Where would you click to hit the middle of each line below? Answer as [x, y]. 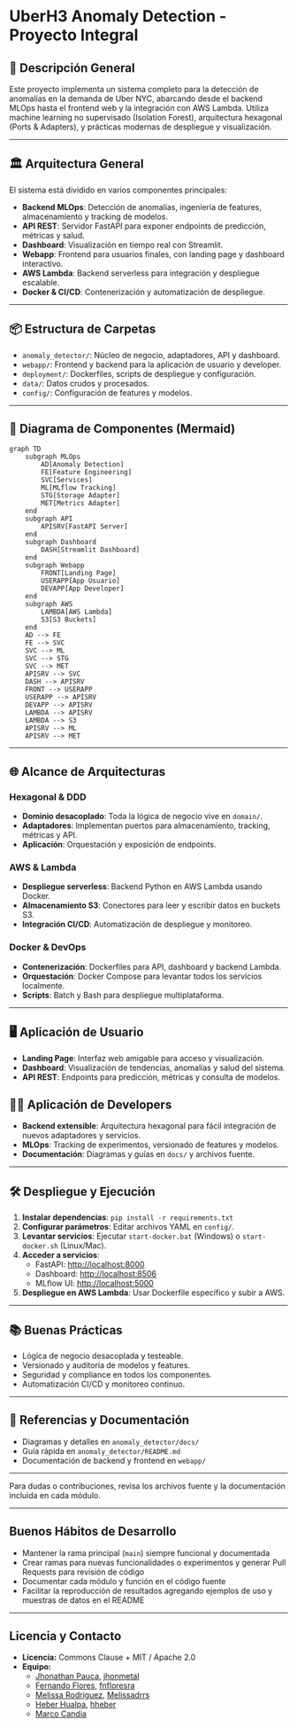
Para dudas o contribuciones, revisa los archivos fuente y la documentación [147, 1486]
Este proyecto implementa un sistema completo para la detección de [134, 89]
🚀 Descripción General [72, 68]
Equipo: [36, 1667]
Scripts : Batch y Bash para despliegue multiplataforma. [123, 995]
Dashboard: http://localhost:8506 [96, 1274]
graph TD [25, 449]
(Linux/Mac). [84, 1246]
